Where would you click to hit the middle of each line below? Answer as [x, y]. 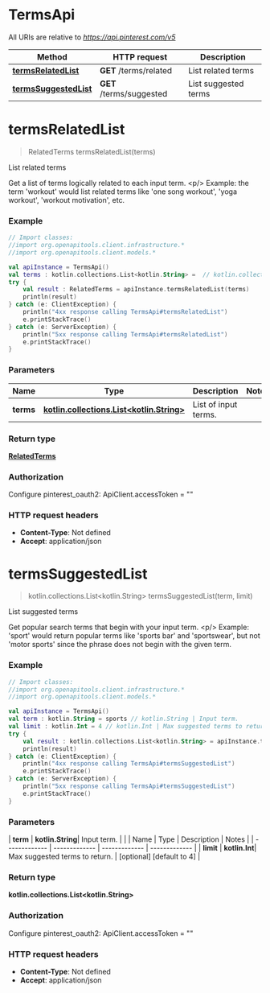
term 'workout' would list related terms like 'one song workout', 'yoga [123, 192]
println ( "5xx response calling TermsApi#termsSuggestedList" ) [129, 786]
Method [52, 56]
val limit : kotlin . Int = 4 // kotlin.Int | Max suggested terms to [125, 727]
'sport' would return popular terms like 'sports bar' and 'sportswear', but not [135, 636]
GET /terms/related [136, 70]
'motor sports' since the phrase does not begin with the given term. [120, 645]
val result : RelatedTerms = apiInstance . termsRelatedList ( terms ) [136, 290]
